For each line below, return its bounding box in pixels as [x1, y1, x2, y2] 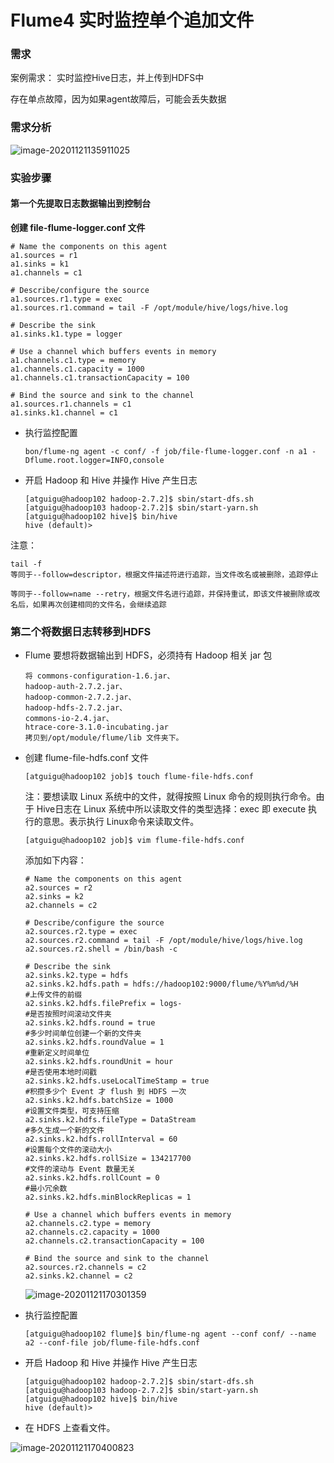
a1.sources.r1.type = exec [10, 294, 123, 304]
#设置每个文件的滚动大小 [24, 1145, 112, 1155]
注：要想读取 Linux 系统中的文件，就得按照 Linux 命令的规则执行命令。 [24, 791, 317, 803]
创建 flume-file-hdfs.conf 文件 [24, 752, 149, 764]
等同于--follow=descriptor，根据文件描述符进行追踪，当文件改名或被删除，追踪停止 [10, 569, 319, 580]
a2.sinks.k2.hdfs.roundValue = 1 [24, 1037, 165, 1048]
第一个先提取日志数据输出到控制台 [10, 197, 151, 210]
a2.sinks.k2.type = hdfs [24, 971, 129, 981]
